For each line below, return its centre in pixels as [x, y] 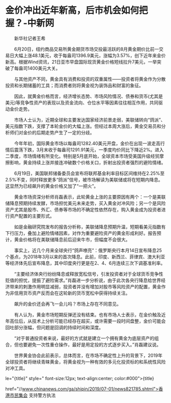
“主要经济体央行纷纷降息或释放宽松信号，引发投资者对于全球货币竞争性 [89, 274]
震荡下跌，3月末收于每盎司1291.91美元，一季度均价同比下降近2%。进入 [89, 150]
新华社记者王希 [30, 38]
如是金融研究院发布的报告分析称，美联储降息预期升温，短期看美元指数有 [90, 227]
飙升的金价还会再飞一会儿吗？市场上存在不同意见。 [67, 304]
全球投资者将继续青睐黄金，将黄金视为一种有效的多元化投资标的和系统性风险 [85, 362]
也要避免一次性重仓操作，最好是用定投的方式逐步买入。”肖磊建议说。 [90, 344]
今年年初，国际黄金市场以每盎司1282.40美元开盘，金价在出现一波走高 [87, 143]
